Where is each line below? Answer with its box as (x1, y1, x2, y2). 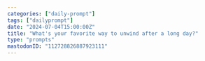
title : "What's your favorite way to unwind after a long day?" (7, 29, 199, 37)
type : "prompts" (7, 36, 55, 43)
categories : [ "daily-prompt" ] (7, 10, 96, 18)
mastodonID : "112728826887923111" (7, 43, 108, 50)
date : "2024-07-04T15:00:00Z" (7, 23, 96, 30)
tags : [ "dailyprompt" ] (7, 17, 73, 24)
